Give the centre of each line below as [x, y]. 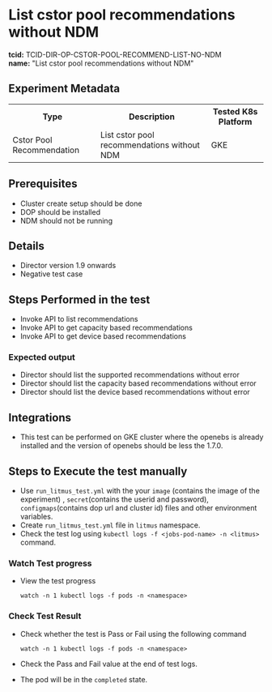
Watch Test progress [50, 563]
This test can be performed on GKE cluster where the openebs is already [142, 437]
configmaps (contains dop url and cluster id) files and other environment [138, 508]
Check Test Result [45, 616]
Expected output [42, 357]
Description [152, 117]
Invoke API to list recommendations [79, 319]
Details [26, 246]
